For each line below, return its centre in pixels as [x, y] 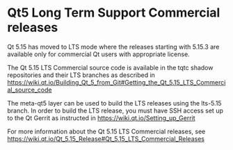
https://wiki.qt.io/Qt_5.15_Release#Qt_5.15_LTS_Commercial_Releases [106, 139]
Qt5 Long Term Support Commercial [114, 13]
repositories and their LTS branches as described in [81, 75]
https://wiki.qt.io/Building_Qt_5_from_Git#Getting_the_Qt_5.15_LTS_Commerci [116, 82]
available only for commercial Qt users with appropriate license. [98, 54]
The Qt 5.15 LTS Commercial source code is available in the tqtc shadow [110, 67]
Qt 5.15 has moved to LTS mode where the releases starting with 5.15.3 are [113, 47]
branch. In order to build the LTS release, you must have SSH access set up [115, 110]
